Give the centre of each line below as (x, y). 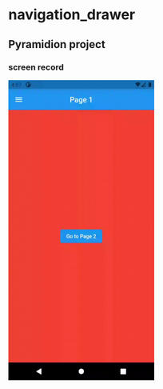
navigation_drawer (72, 15)
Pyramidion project (57, 44)
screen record (36, 67)
